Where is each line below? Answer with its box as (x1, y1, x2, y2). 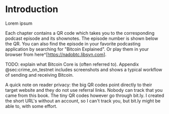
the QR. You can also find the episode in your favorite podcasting (5, 40, 141, 46)
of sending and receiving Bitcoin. (5, 72, 74, 78)
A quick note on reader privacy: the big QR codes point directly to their (5, 82, 152, 88)
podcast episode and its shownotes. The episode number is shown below (5, 35, 158, 41)
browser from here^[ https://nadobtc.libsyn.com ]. (5, 51, 107, 58)
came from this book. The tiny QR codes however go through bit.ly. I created (5, 92, 164, 98)
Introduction (5, 4, 59, 15)
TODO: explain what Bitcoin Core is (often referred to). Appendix (5, 61, 139, 67)
